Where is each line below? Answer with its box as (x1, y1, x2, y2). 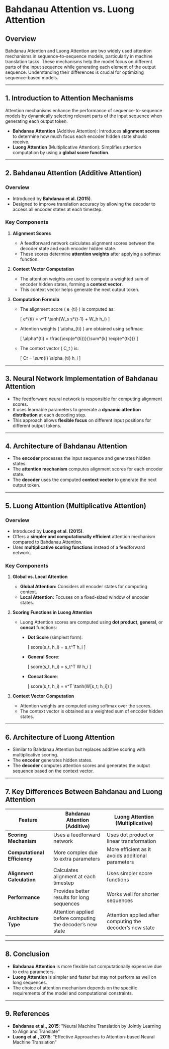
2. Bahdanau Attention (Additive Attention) (5, 169, 142, 177)
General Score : (27, 654, 59, 660)
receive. (12, 138, 30, 145)
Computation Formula (12, 296, 59, 302)
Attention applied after (107, 912, 159, 919)
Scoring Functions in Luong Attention (12, 609, 93, 615)
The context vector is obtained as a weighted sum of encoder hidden (20, 708, 163, 714)
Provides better (53, 888, 90, 895)
